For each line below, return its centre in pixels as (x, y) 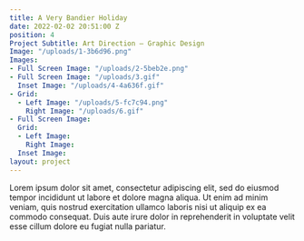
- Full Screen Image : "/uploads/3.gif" (85, 77)
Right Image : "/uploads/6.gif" (85, 111)
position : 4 (32, 35)
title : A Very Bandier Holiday (69, 18)
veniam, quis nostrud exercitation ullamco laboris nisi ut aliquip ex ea (138, 206)
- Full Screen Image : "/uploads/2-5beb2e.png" (99, 69)
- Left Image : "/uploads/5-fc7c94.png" (93, 102)
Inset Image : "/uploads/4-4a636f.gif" (91, 85)
